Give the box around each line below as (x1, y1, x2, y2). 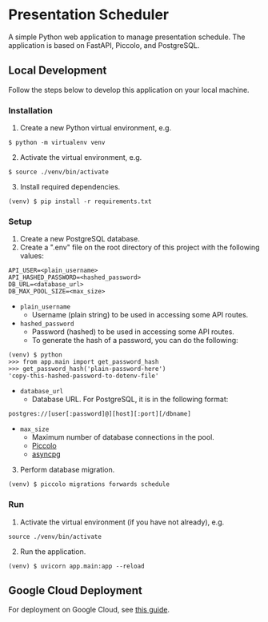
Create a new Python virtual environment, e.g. (19, 123, 172, 133)
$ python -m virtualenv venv (8, 138, 106, 147)
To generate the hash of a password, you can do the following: (31, 336, 238, 345)
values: (19, 251, 44, 261)
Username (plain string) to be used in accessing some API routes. (31, 310, 249, 320)
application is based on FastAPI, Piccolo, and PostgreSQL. (8, 40, 200, 50)
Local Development (8, 64, 107, 78)
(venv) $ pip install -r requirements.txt (8, 197, 152, 205)
